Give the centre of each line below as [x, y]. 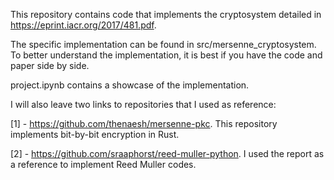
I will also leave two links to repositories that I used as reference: [143, 104]
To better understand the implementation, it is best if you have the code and [166, 55]
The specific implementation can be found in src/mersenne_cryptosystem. [163, 44]
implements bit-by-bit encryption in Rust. [95, 134]
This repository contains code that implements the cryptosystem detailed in [166, 14]
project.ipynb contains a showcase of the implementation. [130, 85]
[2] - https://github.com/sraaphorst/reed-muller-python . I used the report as [167, 153]
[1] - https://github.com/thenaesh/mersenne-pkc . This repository [144, 123]
